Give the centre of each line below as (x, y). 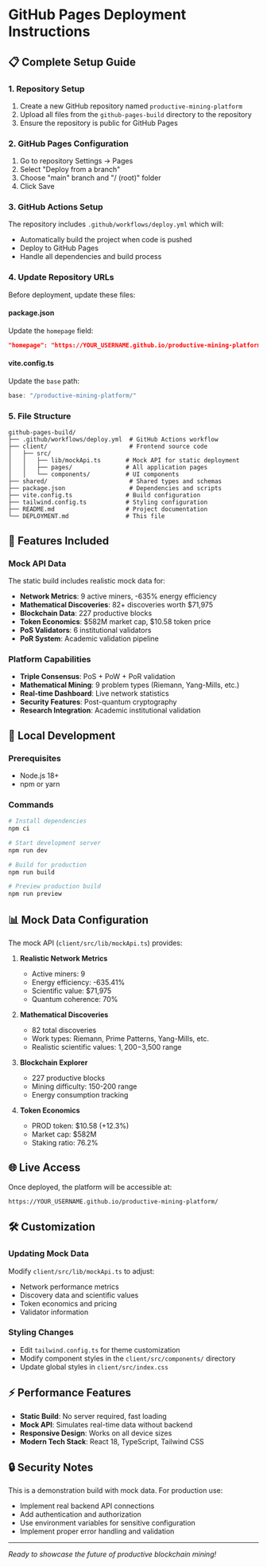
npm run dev (28, 850)
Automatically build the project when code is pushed (106, 240)
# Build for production (48, 865)
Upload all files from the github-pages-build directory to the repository (135, 114)
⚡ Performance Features (70, 1393)
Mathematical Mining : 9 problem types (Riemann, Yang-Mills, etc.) (130, 685)
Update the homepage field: (51, 330)
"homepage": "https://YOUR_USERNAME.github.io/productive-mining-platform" (136, 345)
